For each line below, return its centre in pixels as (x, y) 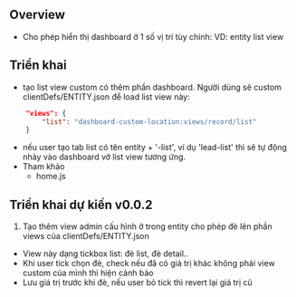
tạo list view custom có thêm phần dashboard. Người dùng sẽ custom (152, 87)
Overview (38, 15)
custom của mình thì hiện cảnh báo (88, 273)
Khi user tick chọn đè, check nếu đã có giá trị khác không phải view (149, 263)
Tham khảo (43, 167)
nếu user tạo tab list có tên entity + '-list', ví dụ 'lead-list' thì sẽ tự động (155, 148)
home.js (51, 177)
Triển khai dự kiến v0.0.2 (81, 204)
